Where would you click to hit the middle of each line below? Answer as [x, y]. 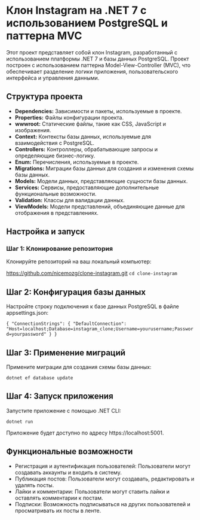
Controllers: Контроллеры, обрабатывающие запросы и [86, 149]
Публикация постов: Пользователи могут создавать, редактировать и [104, 479]
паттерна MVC [44, 36]
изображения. [33, 130]
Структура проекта [44, 97]
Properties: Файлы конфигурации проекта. [69, 117]
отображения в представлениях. [56, 212]
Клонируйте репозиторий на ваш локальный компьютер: [79, 261]
